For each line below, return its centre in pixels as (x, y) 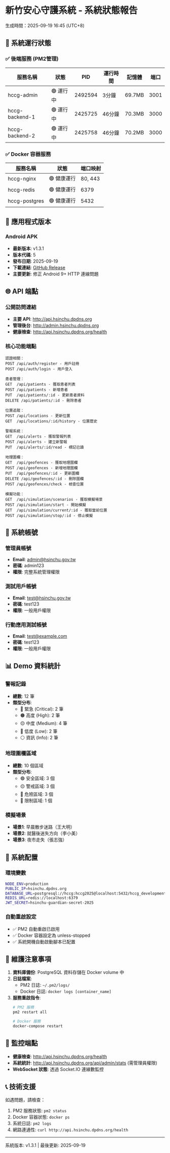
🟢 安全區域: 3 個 (37, 778)
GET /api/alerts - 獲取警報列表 (38, 436)
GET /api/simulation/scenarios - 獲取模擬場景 (54, 499)
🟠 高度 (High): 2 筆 (40, 715)
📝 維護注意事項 (28, 959)
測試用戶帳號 (21, 587)
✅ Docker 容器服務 (28, 154)
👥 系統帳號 (22, 532)
